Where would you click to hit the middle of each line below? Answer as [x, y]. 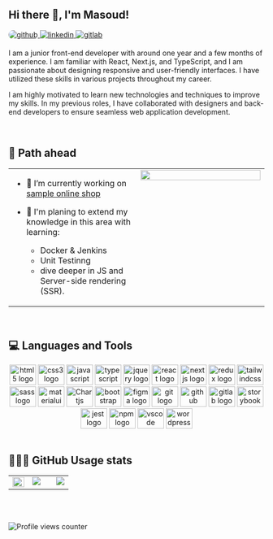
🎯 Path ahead [43, 153]
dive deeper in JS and [82, 271]
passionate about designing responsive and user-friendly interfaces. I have [134, 70]
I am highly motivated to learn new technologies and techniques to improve [134, 94]
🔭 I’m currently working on [77, 183]
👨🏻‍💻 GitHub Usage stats [70, 460]
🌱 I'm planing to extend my [77, 211]
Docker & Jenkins [74, 250]
